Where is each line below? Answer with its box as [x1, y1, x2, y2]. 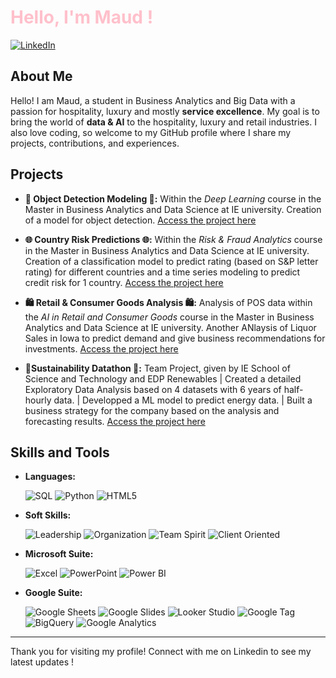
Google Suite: [24, 587, 83, 599]
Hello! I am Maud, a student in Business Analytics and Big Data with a [10, 94, 296, 106]
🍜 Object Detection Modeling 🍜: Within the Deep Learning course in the [24, 192, 322, 205]
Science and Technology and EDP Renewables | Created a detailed [24, 372, 302, 385]
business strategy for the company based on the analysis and [24, 404, 280, 416]
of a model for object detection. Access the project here [24, 214, 257, 226]
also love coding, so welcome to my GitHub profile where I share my [10, 126, 292, 138]
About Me [10, 68, 73, 85]
